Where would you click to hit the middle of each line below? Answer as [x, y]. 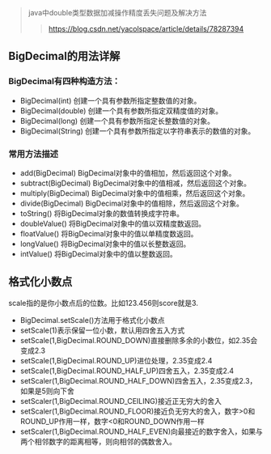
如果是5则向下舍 [47, 391]
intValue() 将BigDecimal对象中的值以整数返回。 [98, 253]
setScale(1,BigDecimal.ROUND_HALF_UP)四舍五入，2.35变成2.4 [127, 371]
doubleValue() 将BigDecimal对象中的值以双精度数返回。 [113, 223]
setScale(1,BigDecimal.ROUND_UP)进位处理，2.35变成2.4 [116, 360]
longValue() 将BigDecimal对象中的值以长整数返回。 [105, 244]
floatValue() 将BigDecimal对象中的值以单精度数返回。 [109, 233]
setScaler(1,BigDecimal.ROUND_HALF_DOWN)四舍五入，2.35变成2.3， [138, 380]
